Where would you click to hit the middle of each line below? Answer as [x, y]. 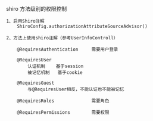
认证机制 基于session [56, 66]
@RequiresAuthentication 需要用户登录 [68, 49]
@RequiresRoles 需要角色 [63, 101]
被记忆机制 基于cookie [55, 73]
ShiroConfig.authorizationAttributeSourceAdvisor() [82, 26]
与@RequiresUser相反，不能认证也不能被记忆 [76, 89]
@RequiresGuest [36, 83]
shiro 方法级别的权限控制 [37, 9]
